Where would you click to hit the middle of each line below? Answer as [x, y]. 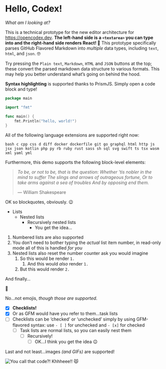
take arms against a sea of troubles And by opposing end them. [83, 182]
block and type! [21, 89]
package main [19, 98]
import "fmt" [19, 107]
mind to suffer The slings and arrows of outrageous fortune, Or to [85, 177]
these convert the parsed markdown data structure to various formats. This [83, 68]
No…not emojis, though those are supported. [51, 298]
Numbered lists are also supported [48, 237]
